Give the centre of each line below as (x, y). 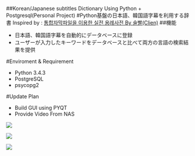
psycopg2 (27, 85)
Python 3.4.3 (30, 73)
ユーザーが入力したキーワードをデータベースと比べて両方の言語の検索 (99, 42)
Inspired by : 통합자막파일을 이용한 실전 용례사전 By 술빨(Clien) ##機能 (95, 22)
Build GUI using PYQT (41, 108)
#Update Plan (23, 96)
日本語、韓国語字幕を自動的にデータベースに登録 (73, 35)
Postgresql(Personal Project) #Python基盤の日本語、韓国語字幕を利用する (95, 15)
